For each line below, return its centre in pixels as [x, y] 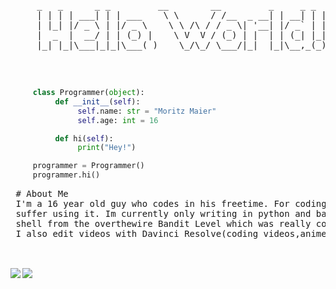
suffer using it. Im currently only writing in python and [163, 213]
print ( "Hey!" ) [107, 148]
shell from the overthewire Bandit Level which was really [163, 223]
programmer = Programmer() [88, 166]
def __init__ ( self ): [97, 101]
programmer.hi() [66, 175]
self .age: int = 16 [118, 120]
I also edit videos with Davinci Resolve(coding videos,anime [171, 233]
